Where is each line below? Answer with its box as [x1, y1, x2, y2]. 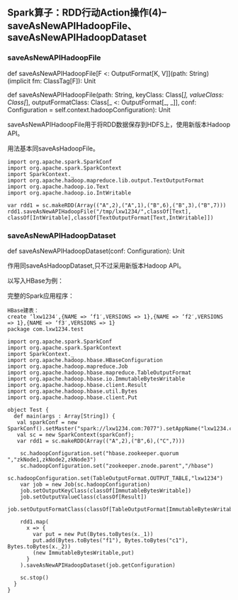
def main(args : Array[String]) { [13, 413, 115, 420]
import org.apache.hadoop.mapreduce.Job [7, 363, 129, 370]
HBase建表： [7, 307, 40, 314]
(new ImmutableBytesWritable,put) [33, 549, 135, 556]
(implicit [7, 77, 31, 85]
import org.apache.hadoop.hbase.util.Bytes [7, 388, 138, 395]
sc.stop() [20, 574, 50, 581]
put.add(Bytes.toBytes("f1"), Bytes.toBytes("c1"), [33, 537, 189, 544]
